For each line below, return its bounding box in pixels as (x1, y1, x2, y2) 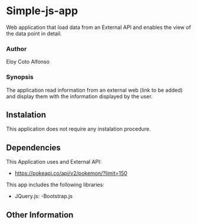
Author (6, 44, 27, 53)
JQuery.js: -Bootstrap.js (14, 193, 73, 200)
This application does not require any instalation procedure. (6, 125, 151, 132)
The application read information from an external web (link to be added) (6, 86, 183, 93)
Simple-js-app (6, 4, 78, 18)
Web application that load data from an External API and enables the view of (6, 24, 192, 31)
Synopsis (6, 73, 34, 81)
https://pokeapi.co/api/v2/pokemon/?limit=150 (14, 170, 128, 177)
